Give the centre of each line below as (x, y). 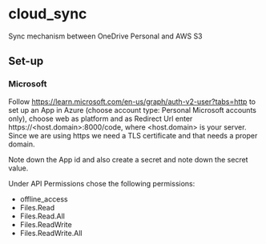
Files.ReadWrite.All (51, 233)
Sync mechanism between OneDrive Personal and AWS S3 (105, 36)
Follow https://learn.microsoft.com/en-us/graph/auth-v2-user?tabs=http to (132, 102)
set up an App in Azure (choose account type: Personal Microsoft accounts (132, 110)
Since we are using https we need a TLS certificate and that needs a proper (133, 135)
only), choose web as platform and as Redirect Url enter (101, 118)
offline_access (44, 199)
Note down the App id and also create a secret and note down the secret (128, 159)
